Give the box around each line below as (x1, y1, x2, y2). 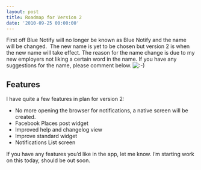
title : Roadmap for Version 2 (6, 14, 82, 20)
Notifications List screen (14, 139, 76, 146)
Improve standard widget (14, 133, 78, 140)
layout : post (6, 8, 39, 15)
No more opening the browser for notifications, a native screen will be (14, 107, 188, 114)
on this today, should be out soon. (6, 157, 91, 164)
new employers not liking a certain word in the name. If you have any (6, 55, 177, 63)
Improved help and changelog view (14, 126, 102, 133)
